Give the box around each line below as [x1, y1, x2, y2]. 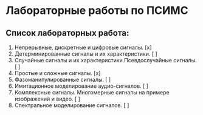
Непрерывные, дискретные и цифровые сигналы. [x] [14, 44, 153, 51]
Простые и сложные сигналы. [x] [14, 70, 101, 76]
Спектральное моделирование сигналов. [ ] [14, 102, 129, 109]
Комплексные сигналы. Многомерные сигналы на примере [14, 89, 170, 96]
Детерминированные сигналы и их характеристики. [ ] [14, 50, 157, 57]
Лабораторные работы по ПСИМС [5, 4, 189, 18]
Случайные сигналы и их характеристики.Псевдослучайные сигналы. [14, 57, 197, 64]
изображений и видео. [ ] [14, 95, 80, 102]
